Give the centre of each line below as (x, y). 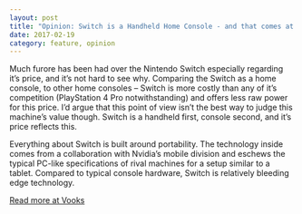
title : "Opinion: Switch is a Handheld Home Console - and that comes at (152, 26)
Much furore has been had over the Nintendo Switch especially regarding (146, 69)
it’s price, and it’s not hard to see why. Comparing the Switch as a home (143, 79)
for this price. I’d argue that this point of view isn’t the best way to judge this (151, 107)
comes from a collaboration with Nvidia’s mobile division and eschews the (147, 154)
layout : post (34, 18)
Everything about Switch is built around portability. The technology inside (146, 144)
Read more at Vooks (47, 200)
